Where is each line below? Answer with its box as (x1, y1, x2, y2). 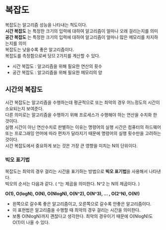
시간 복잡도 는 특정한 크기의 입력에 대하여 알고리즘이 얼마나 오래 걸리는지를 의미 (5, 28, 159, 34)
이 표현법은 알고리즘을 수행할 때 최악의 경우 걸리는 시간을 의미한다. (12, 207, 141, 213)
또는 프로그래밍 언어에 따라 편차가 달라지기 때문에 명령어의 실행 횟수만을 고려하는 (5, 130, 162, 136)
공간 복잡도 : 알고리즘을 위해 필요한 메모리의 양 (12, 69, 103, 75)
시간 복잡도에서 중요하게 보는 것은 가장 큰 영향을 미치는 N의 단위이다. (5, 142, 138, 148)
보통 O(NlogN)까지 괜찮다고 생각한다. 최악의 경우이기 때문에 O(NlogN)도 (12, 213, 153, 219)
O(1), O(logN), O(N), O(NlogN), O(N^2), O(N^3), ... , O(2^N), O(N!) (5, 191, 140, 197)
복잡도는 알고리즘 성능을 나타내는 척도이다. (5, 22, 88, 28)
